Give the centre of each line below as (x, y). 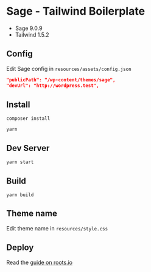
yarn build (20, 195)
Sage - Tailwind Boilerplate (75, 11)
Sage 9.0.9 (29, 28)
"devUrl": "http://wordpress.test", (53, 86)
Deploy (20, 248)
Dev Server (28, 148)
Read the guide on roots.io (40, 262)
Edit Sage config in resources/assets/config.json (69, 68)
